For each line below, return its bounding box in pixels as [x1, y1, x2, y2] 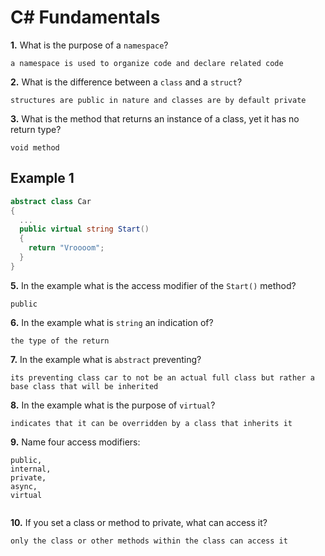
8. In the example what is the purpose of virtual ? [10, 399, 216, 411]
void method [10, 142, 60, 153]
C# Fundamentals [10, 6, 161, 29]
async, [10, 481, 38, 491]
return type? [10, 123, 62, 135]
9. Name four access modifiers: [10, 436, 141, 448]
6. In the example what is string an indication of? [10, 316, 214, 328]
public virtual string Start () [19, 224, 150, 235]
